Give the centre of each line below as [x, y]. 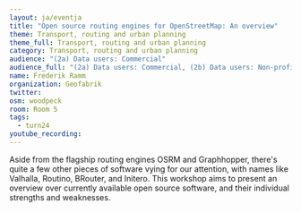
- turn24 [34, 126]
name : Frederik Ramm [48, 76]
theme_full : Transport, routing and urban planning [107, 42]
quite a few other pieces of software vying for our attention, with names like [149, 169]
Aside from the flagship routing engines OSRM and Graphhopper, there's [143, 159]
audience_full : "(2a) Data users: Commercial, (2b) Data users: [132, 68]
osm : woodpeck [36, 101]
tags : [19, 117]
